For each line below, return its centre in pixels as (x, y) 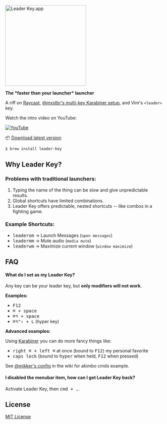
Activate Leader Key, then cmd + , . (43, 389)
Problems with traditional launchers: (51, 179)
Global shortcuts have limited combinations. (58, 201)
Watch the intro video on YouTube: (41, 118)
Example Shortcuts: (30, 224)
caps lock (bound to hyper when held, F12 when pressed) (75, 356)
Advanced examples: (28, 331)
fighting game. (27, 211)
